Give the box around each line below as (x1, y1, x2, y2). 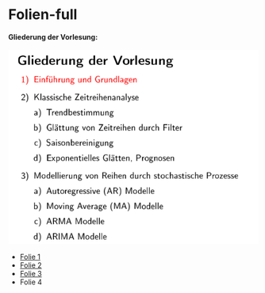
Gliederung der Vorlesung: (8, 32, 98, 41)
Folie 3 (19, 269, 42, 279)
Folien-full (8, 6, 78, 24)
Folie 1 (19, 252, 41, 262)
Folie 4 (19, 277, 42, 287)
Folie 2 (19, 261, 42, 270)
